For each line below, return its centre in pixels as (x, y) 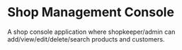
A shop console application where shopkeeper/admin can (91, 32)
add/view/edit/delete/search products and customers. (86, 39)
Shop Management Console (91, 12)
